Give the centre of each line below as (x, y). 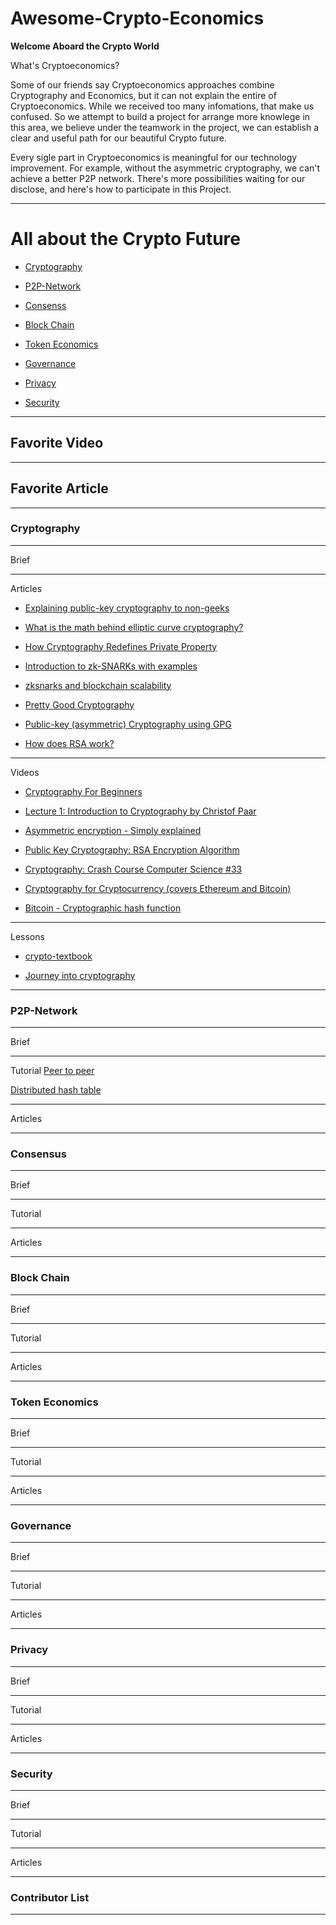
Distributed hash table (56, 1090)
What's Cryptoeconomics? (65, 65)
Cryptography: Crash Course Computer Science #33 (133, 869)
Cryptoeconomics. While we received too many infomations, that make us (162, 106)
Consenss (45, 305)
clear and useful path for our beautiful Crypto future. (118, 138)
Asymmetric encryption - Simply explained (113, 830)
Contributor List (50, 1897)
